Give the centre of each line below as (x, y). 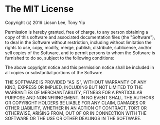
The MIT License (39, 9)
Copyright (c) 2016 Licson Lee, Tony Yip (45, 22)
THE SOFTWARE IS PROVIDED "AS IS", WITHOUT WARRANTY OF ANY (76, 82)
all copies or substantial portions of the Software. (54, 72)
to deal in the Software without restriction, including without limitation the (78, 42)
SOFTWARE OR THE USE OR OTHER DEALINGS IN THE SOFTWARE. (73, 118)
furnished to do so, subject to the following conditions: (60, 58)
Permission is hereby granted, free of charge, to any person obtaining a (77, 32)
